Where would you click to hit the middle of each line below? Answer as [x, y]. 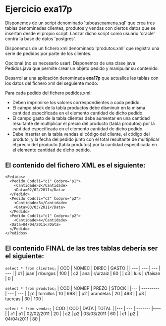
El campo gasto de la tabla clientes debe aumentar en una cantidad [81, 118]
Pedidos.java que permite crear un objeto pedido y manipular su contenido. [82, 68]
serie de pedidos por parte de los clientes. [48, 54]
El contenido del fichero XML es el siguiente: [75, 165]
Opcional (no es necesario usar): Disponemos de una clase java [70, 63]
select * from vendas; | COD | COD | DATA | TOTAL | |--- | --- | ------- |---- [83, 308]
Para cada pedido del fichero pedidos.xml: [48, 93]
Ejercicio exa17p [39, 9]
